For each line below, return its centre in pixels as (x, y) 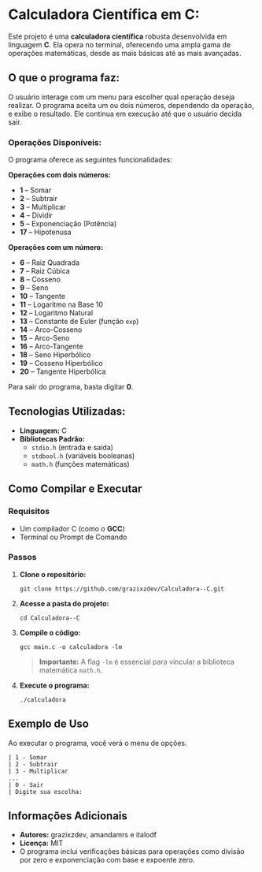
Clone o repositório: (53, 574)
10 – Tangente (42, 296)
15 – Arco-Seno (44, 338)
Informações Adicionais (68, 816)
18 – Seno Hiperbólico (55, 355)
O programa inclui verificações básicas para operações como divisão (132, 852)
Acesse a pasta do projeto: (64, 603)
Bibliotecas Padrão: (52, 438)
